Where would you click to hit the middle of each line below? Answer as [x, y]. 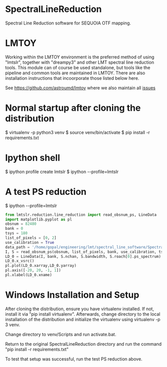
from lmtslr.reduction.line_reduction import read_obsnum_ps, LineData [81, 215]
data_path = [17, 247]
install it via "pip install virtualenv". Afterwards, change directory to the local [83, 314]
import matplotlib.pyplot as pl [39, 219]
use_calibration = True [30, 242]
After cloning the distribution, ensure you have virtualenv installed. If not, [80, 309]
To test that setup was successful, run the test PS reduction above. [74, 359]
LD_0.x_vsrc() [20, 261]
